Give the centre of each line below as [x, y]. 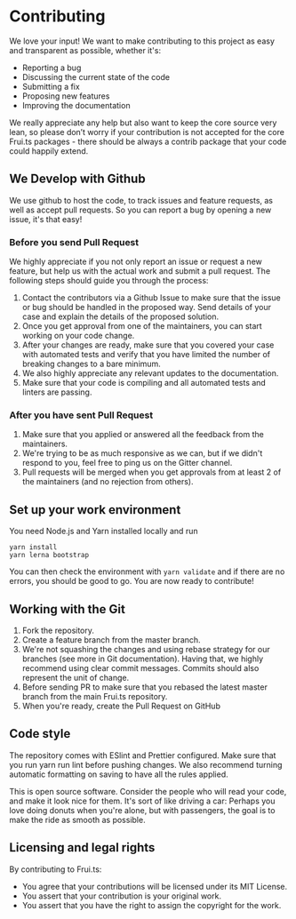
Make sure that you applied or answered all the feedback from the [143, 435]
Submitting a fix [51, 86]
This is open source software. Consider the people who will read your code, [148, 791]
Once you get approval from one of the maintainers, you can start [142, 326]
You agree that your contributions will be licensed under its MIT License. [155, 886]
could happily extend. [49, 151]
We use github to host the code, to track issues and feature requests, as [141, 200]
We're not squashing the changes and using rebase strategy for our [146, 649]
